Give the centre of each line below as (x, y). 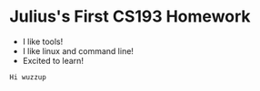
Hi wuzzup (28, 77)
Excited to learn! (53, 60)
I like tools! (43, 41)
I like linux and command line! (78, 50)
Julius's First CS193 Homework (130, 17)
